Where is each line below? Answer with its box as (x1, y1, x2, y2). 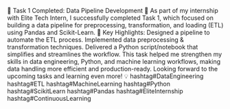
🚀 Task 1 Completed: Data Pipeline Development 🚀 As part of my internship (7, 7, 218, 14)
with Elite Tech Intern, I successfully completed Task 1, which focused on (7, 14, 214, 22)
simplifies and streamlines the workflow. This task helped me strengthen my (7, 50, 222, 58)
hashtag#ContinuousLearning (7, 95, 91, 102)
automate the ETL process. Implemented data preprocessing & (7, 36, 184, 44)
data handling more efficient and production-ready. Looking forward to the (7, 65, 218, 73)
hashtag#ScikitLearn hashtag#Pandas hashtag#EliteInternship (7, 87, 183, 95)
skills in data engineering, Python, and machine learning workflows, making (7, 58, 221, 65)
